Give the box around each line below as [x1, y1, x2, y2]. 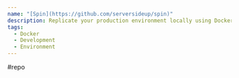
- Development [14, 37, 55, 44]
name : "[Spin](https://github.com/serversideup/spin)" [7, 10, 174, 18]
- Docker [14, 30, 40, 38]
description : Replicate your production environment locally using [7, 17, 212, 24]
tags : [7, 23, 23, 30]
